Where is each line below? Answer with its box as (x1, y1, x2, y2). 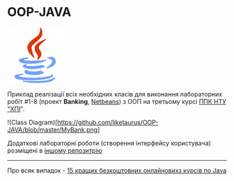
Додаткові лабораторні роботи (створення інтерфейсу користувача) (7, 139, 211, 147)
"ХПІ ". (7, 105, 25, 113)
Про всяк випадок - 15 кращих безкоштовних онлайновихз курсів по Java (7, 166, 227, 174)
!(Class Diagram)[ (7, 118, 58, 126)
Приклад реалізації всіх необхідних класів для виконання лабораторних (7, 89, 223, 98)
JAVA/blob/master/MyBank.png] (7, 126, 100, 134)
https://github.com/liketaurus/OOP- (56, 118, 159, 126)
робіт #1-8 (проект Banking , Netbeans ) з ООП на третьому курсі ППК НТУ (7, 97, 226, 105)
